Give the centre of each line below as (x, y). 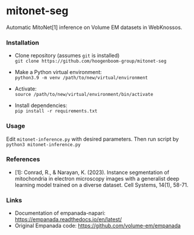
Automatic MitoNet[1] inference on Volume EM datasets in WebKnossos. (94, 27)
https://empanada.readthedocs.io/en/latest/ (68, 220)
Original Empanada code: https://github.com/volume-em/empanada (98, 226)
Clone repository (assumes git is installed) (67, 56)
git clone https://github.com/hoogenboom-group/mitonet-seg (90, 61)
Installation (23, 43)
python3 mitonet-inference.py (44, 144)
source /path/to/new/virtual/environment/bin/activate (84, 95)
